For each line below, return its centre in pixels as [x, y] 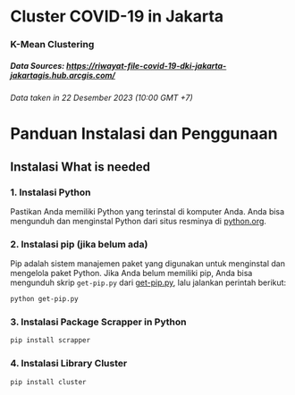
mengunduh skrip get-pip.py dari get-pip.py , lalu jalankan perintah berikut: [148, 282]
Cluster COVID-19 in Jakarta [117, 17]
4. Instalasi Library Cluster [69, 364]
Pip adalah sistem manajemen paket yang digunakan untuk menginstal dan [147, 264]
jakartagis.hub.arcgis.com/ [63, 75]
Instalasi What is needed [80, 167]
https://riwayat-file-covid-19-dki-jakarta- [147, 65]
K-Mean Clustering [52, 45]
